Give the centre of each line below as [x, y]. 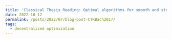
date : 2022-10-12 [24, 15]
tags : [11, 24]
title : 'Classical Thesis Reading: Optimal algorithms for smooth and [82, 10]
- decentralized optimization [42, 29]
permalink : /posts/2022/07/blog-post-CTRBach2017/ [60, 19]
